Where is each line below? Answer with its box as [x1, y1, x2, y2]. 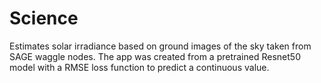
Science [9, 7, 79, 30]
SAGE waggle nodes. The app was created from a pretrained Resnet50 [9, 50, 301, 62]
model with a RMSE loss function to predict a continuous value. [9, 61, 270, 73]
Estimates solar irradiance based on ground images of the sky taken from [9, 40, 312, 52]
